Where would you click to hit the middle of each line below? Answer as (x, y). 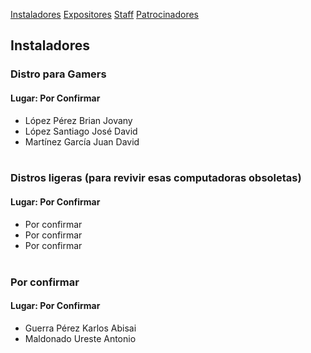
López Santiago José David (81, 131)
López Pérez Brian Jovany (78, 120)
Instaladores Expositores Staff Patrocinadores (105, 14)
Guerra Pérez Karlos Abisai (80, 328)
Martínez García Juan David (82, 141)
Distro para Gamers (58, 74)
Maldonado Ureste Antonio (80, 338)
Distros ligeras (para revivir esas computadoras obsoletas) (156, 178)
